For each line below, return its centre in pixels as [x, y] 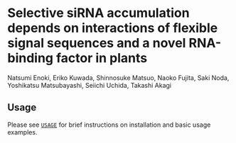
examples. [22, 132]
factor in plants [102, 58]
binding [31, 58]
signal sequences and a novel [97, 43]
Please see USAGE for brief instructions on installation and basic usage [109, 125]
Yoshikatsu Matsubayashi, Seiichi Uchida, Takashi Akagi [90, 85]
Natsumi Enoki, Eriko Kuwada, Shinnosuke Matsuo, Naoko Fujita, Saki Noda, [118, 78]
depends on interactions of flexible [113, 28]
